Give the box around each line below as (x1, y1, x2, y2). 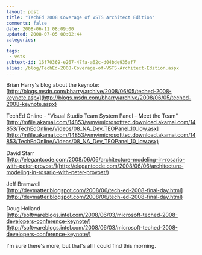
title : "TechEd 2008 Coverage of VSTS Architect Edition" (6, 14, 155, 20)
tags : (6, 48, 20, 54)
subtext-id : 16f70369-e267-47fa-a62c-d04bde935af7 (6, 59, 136, 65)
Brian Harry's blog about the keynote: (6, 81, 99, 89)
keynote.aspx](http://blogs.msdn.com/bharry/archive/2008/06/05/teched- (6, 94, 192, 101)
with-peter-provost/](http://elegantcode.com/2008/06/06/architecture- (6, 162, 184, 169)
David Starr (6, 150, 34, 157)
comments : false (6, 20, 47, 26)
